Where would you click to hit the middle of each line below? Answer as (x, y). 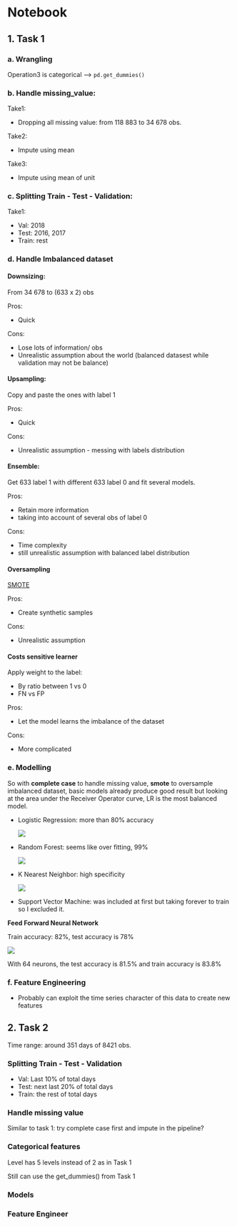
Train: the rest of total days (57, 1094)
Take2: (17, 136)
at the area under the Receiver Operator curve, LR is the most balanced (112, 798)
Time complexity (42, 545)
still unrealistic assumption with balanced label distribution (104, 553)
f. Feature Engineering (47, 982)
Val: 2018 (31, 226)
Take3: (17, 164)
